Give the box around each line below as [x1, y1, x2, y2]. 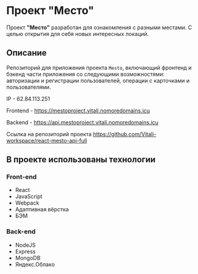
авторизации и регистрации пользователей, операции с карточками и [6, 77, 190, 84]
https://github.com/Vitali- [93, 130, 157, 137]
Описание [6, 48, 47, 58]
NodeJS [15, 241, 36, 248]
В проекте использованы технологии [6, 154, 156, 165]
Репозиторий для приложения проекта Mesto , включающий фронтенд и [6, 64, 192, 71]
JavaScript [15, 193, 43, 200]
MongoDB [15, 254, 41, 261]
